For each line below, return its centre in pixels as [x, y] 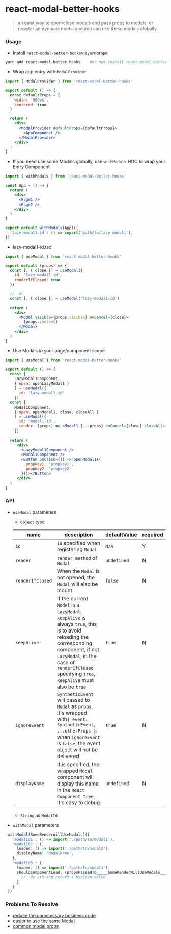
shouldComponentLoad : [39, 872]
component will [75, 777]
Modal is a [68, 605]
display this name [78, 784]
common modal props [36, 926]
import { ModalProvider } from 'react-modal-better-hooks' [69, 81]
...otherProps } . [77, 730]
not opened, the [76, 577]
